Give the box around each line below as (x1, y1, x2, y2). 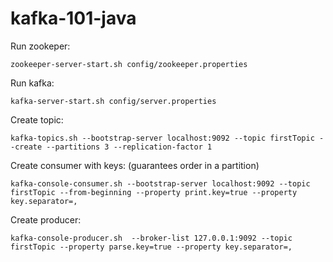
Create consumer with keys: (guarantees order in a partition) (10, 159, 260, 171)
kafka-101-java (10, 7, 137, 30)
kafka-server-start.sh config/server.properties (10, 96, 217, 106)
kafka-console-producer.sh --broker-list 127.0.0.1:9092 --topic (10, 233, 293, 243)
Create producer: (10, 213, 82, 226)
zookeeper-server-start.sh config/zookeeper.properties (10, 59, 248, 69)
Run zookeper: (10, 40, 71, 52)
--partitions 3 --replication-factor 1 (46, 142, 213, 152)
